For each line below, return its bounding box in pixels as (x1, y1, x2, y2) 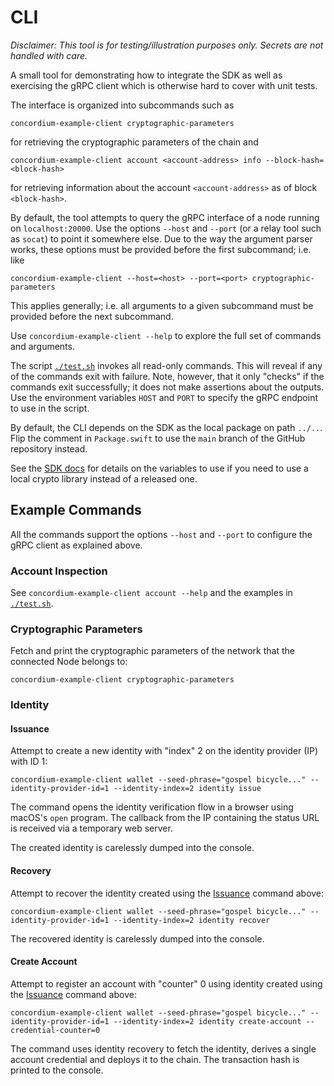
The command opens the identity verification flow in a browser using (10, 801, 294, 813)
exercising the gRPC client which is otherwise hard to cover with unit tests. (10, 79, 318, 91)
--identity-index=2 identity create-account (113, 1016, 302, 1026)
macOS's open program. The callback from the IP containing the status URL (10, 812, 320, 824)
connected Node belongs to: (10, 656, 128, 668)
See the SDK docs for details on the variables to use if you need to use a (10, 462, 309, 474)
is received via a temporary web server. (10, 822, 173, 835)
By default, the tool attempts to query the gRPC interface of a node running (10, 211, 320, 223)
